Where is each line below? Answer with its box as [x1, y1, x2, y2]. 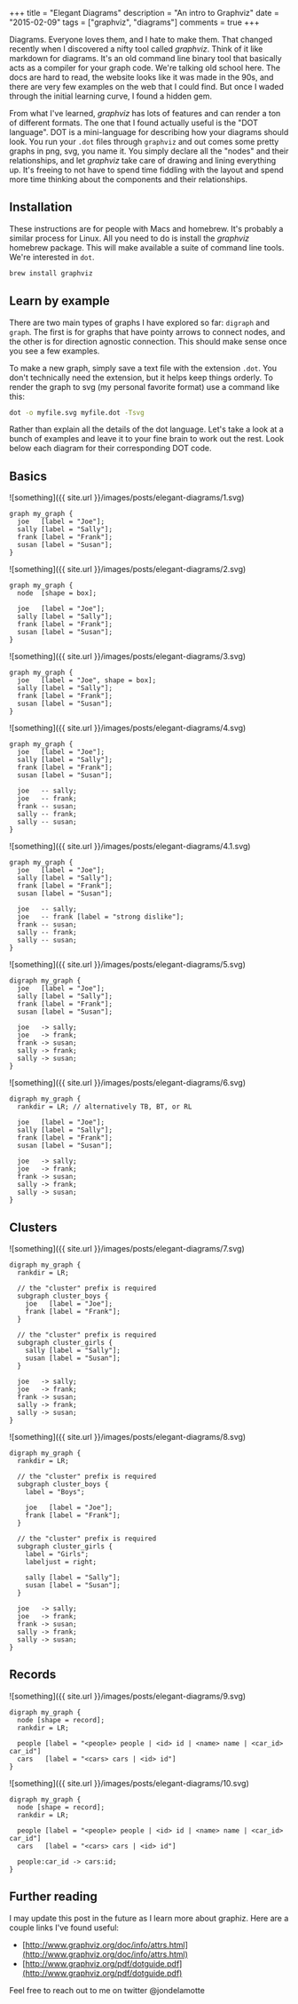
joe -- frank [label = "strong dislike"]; [17, 912, 184, 922]
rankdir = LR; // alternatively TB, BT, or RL [17, 1102, 192, 1111]
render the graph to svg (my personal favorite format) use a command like [9, 381, 280, 392]
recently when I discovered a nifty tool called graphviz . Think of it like [9, 44, 263, 54]
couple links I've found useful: [9, 1922, 120, 1933]
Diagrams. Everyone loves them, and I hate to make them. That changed [9, 35, 273, 44]
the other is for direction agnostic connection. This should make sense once [9, 336, 287, 346]
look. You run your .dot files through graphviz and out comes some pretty [9, 137, 279, 147]
